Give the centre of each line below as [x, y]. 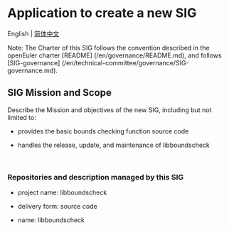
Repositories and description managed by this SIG [96, 177]
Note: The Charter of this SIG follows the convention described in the [108, 48]
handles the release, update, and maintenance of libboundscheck [113, 145]
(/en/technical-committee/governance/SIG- [126, 62]
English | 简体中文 [33, 33]
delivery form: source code [57, 207]
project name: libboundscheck [62, 192]
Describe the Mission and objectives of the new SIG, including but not [110, 110]
